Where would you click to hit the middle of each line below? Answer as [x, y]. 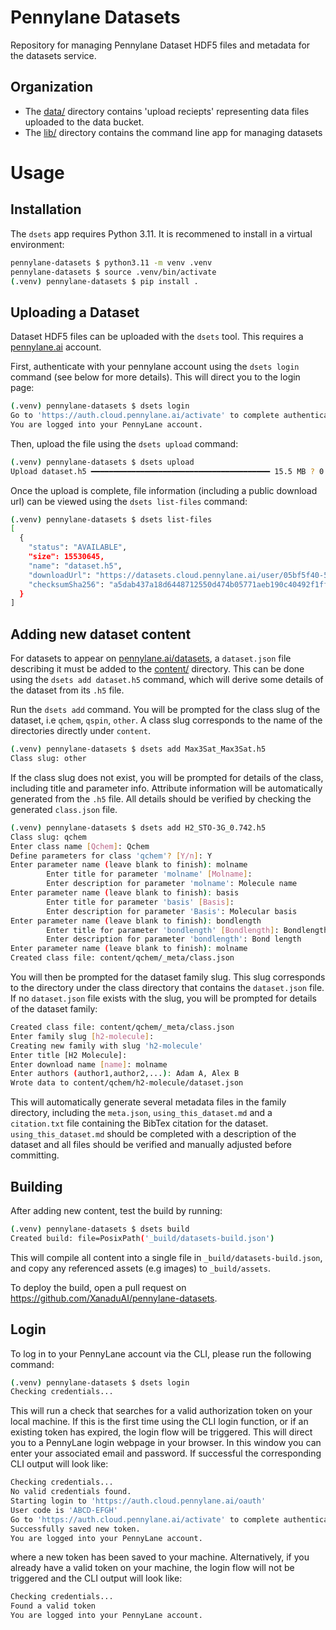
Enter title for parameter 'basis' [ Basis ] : [140, 902]
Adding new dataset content [101, 634]
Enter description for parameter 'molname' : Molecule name [172, 884]
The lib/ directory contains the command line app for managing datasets [173, 132]
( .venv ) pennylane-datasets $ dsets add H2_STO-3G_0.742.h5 [138, 827]
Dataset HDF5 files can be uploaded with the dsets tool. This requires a [157, 337]
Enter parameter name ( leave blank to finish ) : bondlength [136, 921]
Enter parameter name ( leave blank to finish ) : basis [125, 893]
